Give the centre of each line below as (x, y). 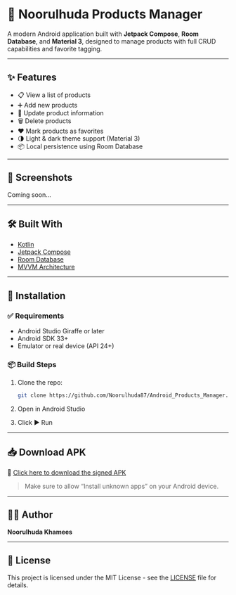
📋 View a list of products (54, 95)
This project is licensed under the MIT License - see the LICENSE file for (112, 577)
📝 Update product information (60, 113)
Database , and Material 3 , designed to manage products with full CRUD (112, 41)
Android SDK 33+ (43, 339)
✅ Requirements (36, 316)
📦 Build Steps (32, 364)
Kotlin (26, 245)
